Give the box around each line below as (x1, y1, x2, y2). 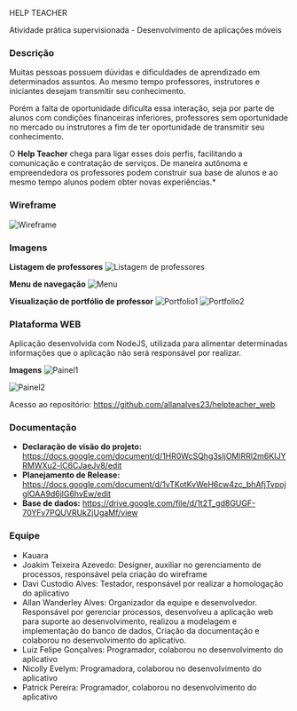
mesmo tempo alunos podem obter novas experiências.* (9, 177, 216, 187)
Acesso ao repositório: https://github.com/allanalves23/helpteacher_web (9, 399, 276, 410)
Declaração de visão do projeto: (21, 441, 142, 452)
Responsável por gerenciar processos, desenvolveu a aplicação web (21, 606, 274, 617)
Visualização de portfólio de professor (9, 296, 153, 306)
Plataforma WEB (9, 318, 82, 330)
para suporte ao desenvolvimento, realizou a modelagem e (21, 616, 238, 627)
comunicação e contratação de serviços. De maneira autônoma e (9, 158, 248, 169)
